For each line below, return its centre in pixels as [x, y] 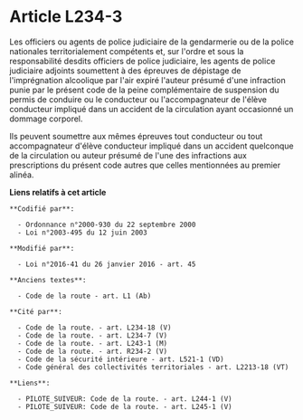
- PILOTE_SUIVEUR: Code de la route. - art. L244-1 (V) [125, 399]
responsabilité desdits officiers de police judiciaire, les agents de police [142, 61]
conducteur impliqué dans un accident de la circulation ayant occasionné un [151, 109]
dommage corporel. [46, 119]
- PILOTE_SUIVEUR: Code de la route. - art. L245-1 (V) [125, 406]
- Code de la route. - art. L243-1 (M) [93, 343]
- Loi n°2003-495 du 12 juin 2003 [82, 233]
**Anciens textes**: [48, 280]
